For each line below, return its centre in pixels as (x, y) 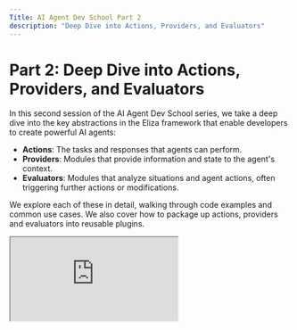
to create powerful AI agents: (62, 132)
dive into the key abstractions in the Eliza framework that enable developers (148, 123)
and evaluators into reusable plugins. (77, 224)
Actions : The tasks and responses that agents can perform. (132, 150)
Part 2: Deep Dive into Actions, (125, 70)
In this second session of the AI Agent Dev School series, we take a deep (144, 113)
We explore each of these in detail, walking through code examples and (140, 205)
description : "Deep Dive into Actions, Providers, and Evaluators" (137, 26)
